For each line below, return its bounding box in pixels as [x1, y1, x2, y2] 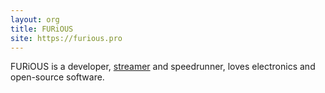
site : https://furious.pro [10, 33, 123, 43]
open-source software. [10, 71, 105, 83]
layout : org [10, 14, 60, 25]
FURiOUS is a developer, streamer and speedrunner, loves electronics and [10, 61, 316, 73]
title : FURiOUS [10, 24, 74, 34]
